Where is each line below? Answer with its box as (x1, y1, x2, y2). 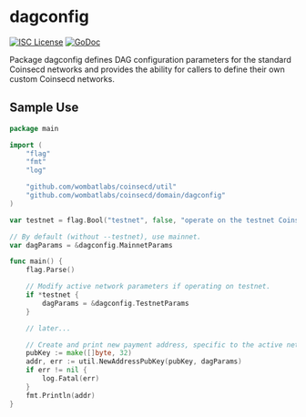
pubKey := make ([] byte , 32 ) (25, 349, 132, 358)
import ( (9, 140, 43, 149)
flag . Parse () (25, 266, 76, 275)
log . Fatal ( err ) (42, 374, 100, 383)
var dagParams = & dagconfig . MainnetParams (9, 240, 173, 249)
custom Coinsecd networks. (9, 73, 116, 84)
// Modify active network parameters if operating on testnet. (25, 282, 271, 291)
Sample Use (9, 100, 79, 116)
